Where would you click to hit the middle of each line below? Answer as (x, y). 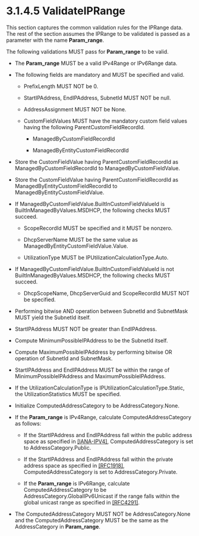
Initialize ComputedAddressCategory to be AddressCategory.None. (97, 406)
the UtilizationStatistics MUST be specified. (68, 394)
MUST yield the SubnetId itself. (53, 317)
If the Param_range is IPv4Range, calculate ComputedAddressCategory (103, 417)
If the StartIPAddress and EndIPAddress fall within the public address (108, 435)
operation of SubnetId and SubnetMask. (64, 358)
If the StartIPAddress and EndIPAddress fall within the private (98, 459)
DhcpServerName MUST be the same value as (81, 239)
